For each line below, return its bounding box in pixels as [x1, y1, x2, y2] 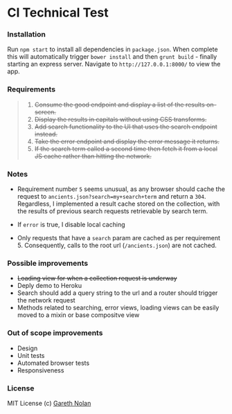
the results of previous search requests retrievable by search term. [17, 207, 208, 215]
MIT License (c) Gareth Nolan [7, 399, 91, 407]
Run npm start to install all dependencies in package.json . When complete [7, 45, 218, 53]
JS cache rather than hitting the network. [34, 152, 152, 160]
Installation [7, 30, 46, 39]
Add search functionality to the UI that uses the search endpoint [34, 123, 218, 131]
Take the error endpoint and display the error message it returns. [34, 137, 220, 145]
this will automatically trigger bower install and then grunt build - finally [7, 53, 217, 61]
